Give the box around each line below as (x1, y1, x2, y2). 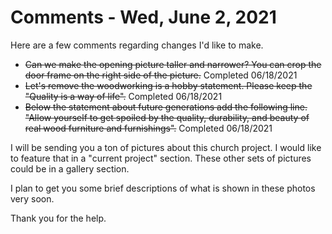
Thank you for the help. (10, 212, 107, 224)
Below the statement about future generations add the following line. (24, 101, 308, 113)
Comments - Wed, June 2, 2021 (10, 6, 277, 29)
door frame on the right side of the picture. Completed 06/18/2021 (24, 69, 298, 81)
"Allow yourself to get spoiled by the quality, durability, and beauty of (24, 111, 310, 123)
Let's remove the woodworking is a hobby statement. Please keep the (24, 79, 313, 91)
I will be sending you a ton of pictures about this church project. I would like (10, 141, 322, 153)
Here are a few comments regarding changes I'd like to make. (10, 39, 264, 51)
